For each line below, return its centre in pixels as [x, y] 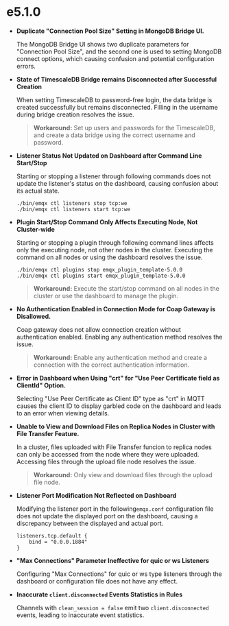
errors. [26, 66]
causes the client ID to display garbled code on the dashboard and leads [119, 406]
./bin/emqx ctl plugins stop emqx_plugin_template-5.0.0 [99, 269]
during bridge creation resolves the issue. [75, 115]
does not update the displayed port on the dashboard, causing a [107, 516]
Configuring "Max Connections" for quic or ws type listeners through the [119, 574]
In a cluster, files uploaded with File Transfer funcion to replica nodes [114, 447]
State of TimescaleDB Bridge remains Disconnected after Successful [117, 79]
